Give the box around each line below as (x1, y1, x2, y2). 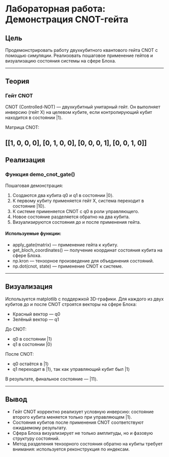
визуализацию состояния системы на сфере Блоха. (5, 58, 117, 63)
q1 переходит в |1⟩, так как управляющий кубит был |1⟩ (12, 366, 130, 372)
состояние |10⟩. (12, 203, 46, 209)
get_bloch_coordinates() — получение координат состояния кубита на (12, 247, 162, 253)
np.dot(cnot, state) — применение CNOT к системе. (12, 263, 123, 269)
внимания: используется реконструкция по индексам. (12, 446, 130, 452)
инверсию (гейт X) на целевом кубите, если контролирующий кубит (5, 109, 152, 115)
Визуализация (5, 283, 53, 291)
